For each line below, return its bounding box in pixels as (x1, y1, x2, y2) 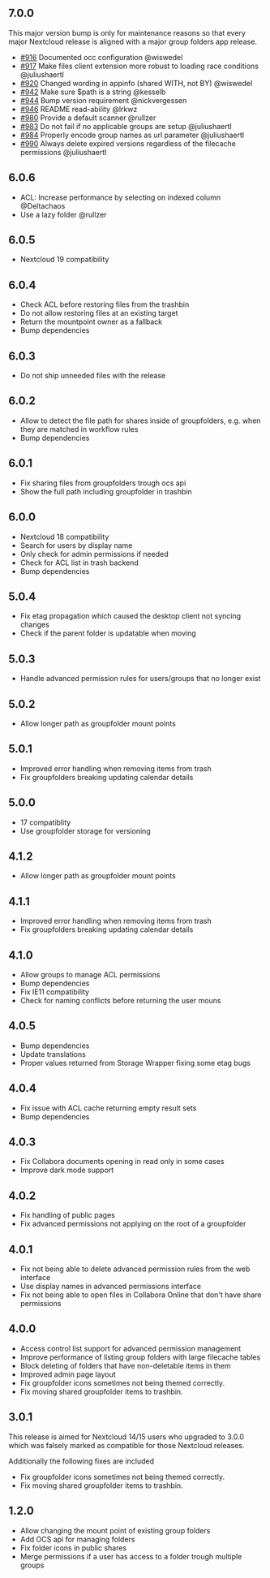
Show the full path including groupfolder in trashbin (19, 486, 192, 496)
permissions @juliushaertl (19, 147, 107, 157)
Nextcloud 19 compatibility (19, 255, 109, 265)
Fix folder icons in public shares (19, 1542, 127, 1553)
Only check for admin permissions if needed (19, 549, 169, 558)
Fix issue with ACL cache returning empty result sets (19, 1103, 197, 1113)
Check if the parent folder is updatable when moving (19, 628, 196, 638)
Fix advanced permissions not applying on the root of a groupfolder (19, 1219, 246, 1229)
